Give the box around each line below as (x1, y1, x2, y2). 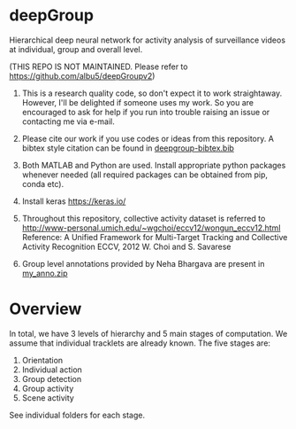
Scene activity (21, 392, 75, 403)
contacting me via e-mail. (21, 116, 115, 127)
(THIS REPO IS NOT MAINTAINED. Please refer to (9, 61, 188, 72)
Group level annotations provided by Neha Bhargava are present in (21, 258, 265, 269)
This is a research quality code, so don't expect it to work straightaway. (21, 88, 283, 98)
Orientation (21, 355, 64, 365)
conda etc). (21, 178, 65, 189)
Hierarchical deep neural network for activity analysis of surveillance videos (9, 35, 285, 45)
